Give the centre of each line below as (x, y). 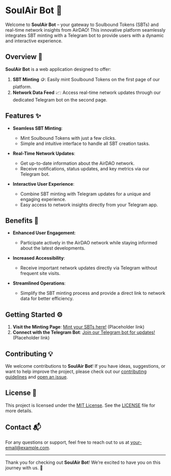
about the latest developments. (53, 248)
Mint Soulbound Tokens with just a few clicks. (68, 138)
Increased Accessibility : (39, 258)
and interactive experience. (34, 41)
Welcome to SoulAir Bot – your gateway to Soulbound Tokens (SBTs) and (82, 24)
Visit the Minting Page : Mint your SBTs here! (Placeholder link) (79, 327)
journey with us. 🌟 (24, 468)
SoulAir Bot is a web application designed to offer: (58, 69)
